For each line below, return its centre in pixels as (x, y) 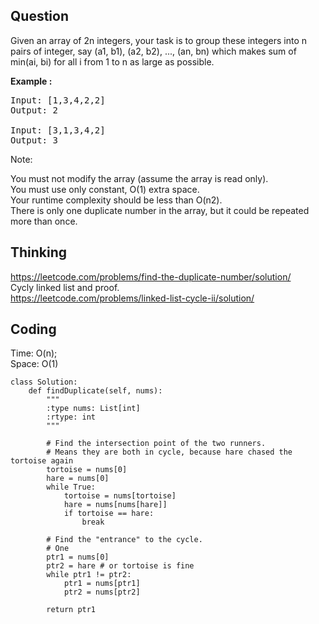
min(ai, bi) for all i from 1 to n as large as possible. (112, 61)
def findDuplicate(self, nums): (95, 391)
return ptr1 (71, 610)
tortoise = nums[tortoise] (120, 496)
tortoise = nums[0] (87, 470)
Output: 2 (34, 110)
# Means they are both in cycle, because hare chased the (169, 452)
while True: (71, 487)
